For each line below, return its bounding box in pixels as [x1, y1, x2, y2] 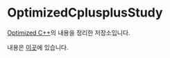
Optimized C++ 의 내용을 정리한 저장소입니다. [7, 28, 130, 37]
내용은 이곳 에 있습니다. [7, 43, 69, 51]
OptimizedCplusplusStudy [7, 5, 163, 21]
